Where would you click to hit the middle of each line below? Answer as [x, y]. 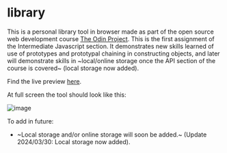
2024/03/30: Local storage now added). [74, 141]
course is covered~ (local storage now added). [73, 68]
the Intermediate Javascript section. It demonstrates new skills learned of [110, 46]
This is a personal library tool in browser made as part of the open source [110, 32]
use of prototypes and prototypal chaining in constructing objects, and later [113, 54]
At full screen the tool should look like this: [67, 95]
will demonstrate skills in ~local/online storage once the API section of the [111, 60]
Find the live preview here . [44, 81]
